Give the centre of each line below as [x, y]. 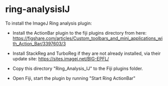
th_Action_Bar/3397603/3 [39, 43]
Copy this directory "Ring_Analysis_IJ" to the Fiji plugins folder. [78, 68]
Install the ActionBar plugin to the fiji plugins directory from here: [79, 33]
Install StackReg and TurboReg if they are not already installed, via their [87, 53]
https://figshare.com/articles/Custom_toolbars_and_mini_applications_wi [88, 38]
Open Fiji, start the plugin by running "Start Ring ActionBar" [74, 78]
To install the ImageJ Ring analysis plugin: [49, 23]
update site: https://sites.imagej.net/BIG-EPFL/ [61, 58]
